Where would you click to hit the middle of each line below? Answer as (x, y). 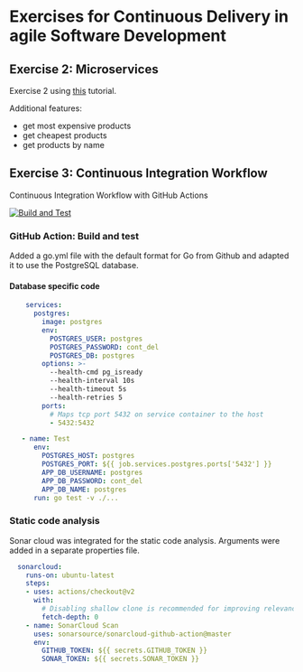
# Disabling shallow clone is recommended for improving (151, 609)
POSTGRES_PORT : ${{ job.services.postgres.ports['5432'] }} (157, 464)
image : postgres (72, 322)
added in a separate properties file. (74, 550)
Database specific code (55, 285)
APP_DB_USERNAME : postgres (92, 472)
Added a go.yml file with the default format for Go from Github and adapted (149, 256)
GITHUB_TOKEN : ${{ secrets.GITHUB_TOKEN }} (124, 651)
